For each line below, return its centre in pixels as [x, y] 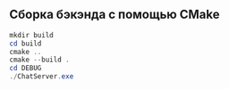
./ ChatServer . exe [42, 77]
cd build [25, 44]
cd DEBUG [25, 69]
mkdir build [31, 35]
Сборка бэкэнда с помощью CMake [114, 15]
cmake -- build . [39, 60]
